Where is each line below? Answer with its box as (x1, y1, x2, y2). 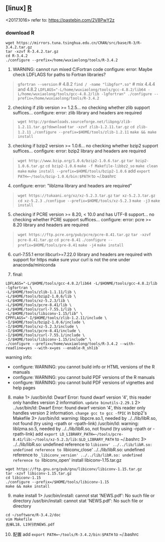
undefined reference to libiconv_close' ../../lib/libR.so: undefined (12, 447, 145, 453)
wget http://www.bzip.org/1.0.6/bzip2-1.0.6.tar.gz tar (17, 159, 134, 164)
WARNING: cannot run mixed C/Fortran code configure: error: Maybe (12, 67, 153, 72)
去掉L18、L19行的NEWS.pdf (5, 522, 55, 527)
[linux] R (5, 4, 32, 12)
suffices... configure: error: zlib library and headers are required (12, 110, 142, 116)
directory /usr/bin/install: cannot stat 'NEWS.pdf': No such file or (12, 498, 144, 504)
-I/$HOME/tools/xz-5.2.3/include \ (5, 324, 79, 329)
